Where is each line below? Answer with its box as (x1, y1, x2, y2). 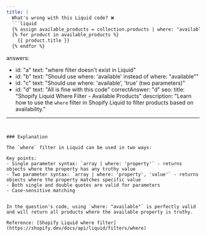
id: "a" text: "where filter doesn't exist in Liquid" (15, 66, 136, 74)
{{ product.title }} (17, 37, 70, 44)
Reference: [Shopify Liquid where (6, 220, 95, 226)
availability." (15, 106, 46, 112)
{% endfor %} (12, 44, 45, 50)
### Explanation (6, 134, 48, 140)
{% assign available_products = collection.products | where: (12, 26, 174, 33)
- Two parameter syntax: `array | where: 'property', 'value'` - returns (6, 171, 199, 177)
